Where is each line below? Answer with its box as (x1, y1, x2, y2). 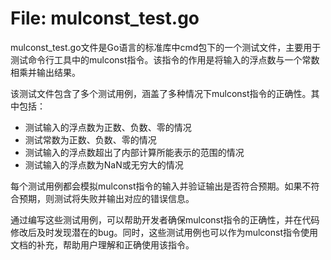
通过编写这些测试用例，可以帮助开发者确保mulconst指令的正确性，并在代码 (10, 213, 320, 226)
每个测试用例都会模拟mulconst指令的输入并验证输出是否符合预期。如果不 (10, 180, 312, 192)
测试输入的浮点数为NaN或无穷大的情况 (24, 158, 184, 171)
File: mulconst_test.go (10, 7, 200, 30)
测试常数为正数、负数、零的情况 (24, 133, 157, 146)
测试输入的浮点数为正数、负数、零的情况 (24, 121, 192, 133)
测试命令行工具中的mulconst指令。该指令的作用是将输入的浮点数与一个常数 (10, 53, 320, 66)
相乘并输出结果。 (10, 66, 81, 78)
